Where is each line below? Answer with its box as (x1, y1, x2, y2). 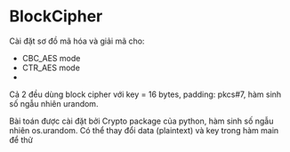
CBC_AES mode (21, 52, 81, 63)
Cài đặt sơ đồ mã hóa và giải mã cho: (9, 36, 145, 46)
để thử (9, 134, 34, 145)
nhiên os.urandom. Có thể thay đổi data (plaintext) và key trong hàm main (9, 124, 279, 135)
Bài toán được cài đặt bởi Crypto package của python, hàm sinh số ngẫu (9, 116, 274, 126)
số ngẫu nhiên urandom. (9, 98, 99, 108)
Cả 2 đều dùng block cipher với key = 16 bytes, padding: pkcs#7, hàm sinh (9, 89, 282, 100)
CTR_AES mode (21, 62, 80, 73)
